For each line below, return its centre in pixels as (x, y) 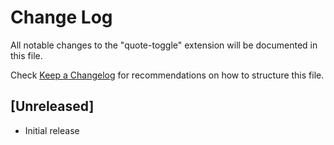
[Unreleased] (52, 106)
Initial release (52, 130)
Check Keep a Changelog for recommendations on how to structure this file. (167, 75)
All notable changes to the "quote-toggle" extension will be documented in (164, 45)
